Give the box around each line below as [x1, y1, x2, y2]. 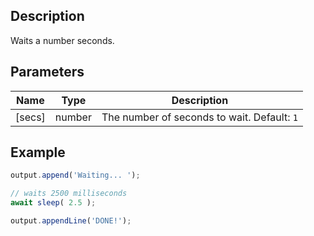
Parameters [10, 64, 85, 81]
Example [10, 144, 66, 161]
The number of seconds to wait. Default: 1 [101, 110, 298, 124]
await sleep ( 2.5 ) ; [10, 198, 97, 208]
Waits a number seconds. [10, 34, 115, 46]
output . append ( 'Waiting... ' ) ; [10, 170, 141, 181]
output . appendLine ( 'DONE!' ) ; [10, 216, 132, 226]
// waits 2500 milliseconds [10, 189, 128, 199]
